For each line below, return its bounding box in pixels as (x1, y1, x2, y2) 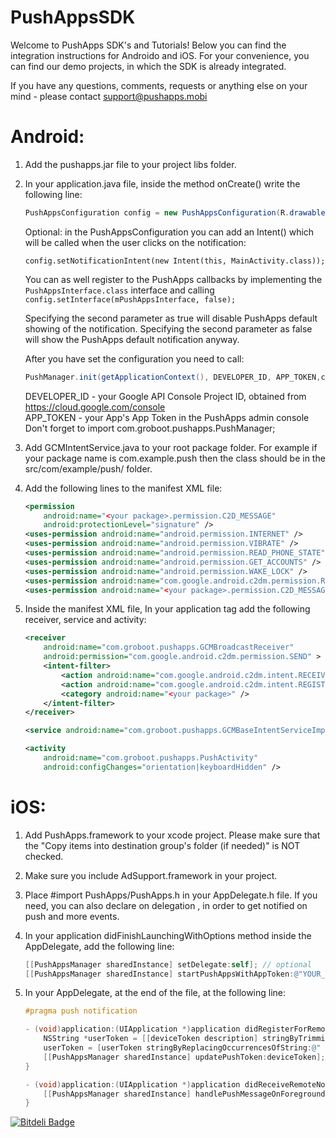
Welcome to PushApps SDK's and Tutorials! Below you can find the (10, 39, 287, 51)
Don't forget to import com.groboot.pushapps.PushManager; (24, 422, 276, 434)
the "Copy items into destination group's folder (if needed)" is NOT (24, 839, 301, 851)
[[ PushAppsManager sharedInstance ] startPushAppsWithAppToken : (24, 969, 295, 979)
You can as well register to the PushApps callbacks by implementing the (24, 273, 323, 285)
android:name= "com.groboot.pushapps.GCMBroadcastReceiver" (43, 642, 295, 653)
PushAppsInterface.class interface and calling (24, 284, 215, 296)
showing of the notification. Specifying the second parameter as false (24, 322, 313, 335)
